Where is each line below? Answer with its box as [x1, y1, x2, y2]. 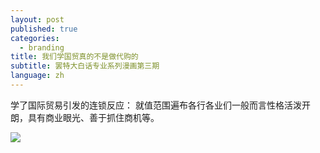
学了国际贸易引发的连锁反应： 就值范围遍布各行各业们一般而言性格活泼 [10, 99, 302, 111]
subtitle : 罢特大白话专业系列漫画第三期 [10, 61, 160, 71]
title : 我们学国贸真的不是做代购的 [10, 52, 139, 62]
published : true [10, 24, 78, 34]
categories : [10, 33, 60, 43]
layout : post [10, 14, 65, 25]
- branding [19, 42, 65, 53]
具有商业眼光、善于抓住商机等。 [27, 111, 160, 123]
